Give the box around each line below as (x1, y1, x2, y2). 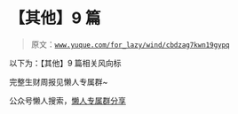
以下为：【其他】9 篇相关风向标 (9, 57, 122, 68)
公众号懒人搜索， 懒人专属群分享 (9, 95, 126, 106)
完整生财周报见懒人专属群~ (9, 76, 108, 87)
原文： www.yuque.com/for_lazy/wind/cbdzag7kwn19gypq (30, 39, 230, 49)
